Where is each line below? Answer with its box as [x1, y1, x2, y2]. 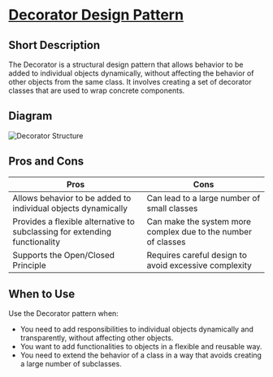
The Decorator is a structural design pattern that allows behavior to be [8, 59, 244, 69]
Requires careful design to [146, 249, 248, 261]
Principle [12, 259, 46, 270]
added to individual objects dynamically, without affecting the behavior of [8, 68, 254, 78]
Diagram [8, 109, 53, 123]
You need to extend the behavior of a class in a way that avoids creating [19, 350, 262, 360]
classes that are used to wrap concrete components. [8, 85, 185, 95]
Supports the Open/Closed [12, 249, 115, 261]
